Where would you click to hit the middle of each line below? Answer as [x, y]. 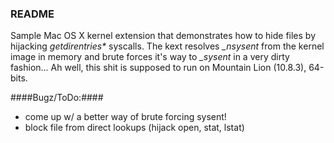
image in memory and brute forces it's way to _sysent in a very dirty [150, 57]
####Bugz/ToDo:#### [57, 98]
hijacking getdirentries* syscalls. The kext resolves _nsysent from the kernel [167, 46]
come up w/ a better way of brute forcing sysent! [125, 117]
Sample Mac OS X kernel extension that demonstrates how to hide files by [163, 36]
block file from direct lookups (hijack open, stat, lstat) [134, 128]
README [32, 14]
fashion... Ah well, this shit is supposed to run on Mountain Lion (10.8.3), [158, 68]
